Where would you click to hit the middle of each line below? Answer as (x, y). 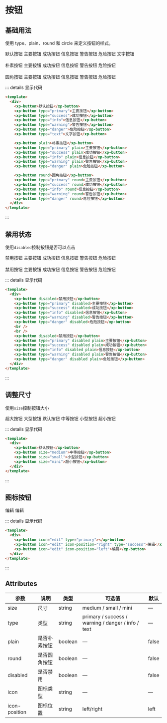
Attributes (21, 583)
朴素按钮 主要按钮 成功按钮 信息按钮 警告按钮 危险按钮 (60, 65)
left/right (92, 709)
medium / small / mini (107, 608)
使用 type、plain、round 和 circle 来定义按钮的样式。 (59, 43)
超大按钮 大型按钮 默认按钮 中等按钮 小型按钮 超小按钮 (60, 418)
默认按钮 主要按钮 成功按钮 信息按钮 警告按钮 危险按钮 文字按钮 (70, 54)
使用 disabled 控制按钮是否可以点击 (40, 247)
